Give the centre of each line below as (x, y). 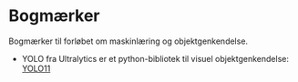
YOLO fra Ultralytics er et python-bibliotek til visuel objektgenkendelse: (155, 58)
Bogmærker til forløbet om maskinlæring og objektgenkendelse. (128, 41)
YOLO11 (36, 68)
